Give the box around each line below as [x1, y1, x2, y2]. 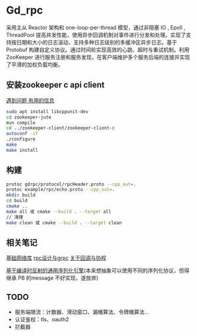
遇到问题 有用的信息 [6, 97, 54, 104]
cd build [6, 198, 28, 204]
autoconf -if [6, 131, 38, 137]
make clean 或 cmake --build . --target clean [6, 220, 122, 226]
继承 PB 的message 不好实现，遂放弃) [6, 274, 99, 281]
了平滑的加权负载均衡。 [6, 60, 63, 68]
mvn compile [6, 120, 35, 126]
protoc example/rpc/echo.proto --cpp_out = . [6, 187, 115, 193]
